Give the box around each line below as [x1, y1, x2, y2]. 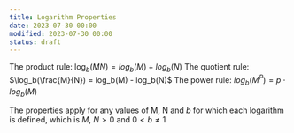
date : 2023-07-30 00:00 [9, 21, 97, 30]
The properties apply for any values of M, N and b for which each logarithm [9, 105, 285, 115]
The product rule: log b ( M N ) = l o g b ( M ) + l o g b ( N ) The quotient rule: [9, 62, 250, 75]
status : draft [9, 37, 62, 47]
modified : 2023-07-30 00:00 [9, 29, 113, 38]
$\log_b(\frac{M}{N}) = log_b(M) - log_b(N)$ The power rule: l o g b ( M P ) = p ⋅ [9, 73, 286, 87]
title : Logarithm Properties [9, 12, 117, 22]
